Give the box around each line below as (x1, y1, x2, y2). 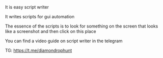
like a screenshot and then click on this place (5, 29, 97, 34)
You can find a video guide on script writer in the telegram (5, 38, 123, 44)
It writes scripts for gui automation (5, 14, 75, 19)
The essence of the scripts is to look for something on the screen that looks (5, 23, 158, 29)
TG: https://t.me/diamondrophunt (5, 48, 72, 53)
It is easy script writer (5, 4, 49, 10)
